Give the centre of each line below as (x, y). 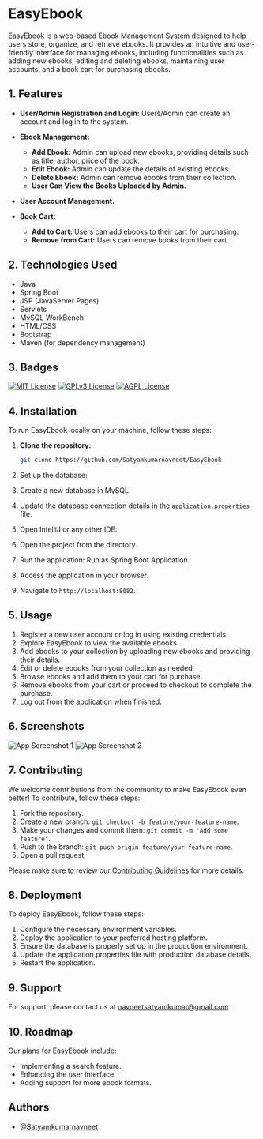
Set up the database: (54, 476)
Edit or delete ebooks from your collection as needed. (107, 667)
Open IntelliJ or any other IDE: (68, 529)
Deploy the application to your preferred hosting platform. (113, 938)
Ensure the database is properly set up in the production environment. (133, 946)
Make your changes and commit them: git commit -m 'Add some (124, 829)
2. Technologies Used (63, 265)
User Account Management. (67, 201)
